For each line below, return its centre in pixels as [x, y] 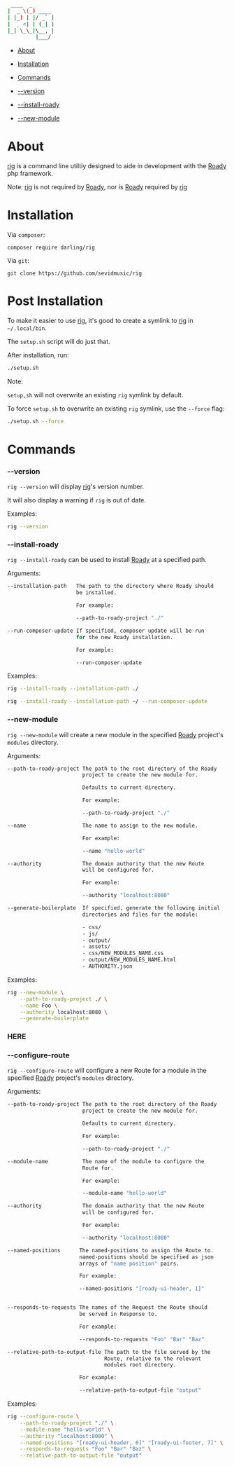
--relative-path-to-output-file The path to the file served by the [109, 1352]
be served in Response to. [118, 1314]
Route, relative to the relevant [152, 1358]
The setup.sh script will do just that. [59, 342]
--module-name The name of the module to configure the [106, 1161]
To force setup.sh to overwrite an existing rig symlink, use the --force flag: [116, 409]
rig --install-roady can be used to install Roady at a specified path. [107, 560]
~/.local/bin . [27, 328]
